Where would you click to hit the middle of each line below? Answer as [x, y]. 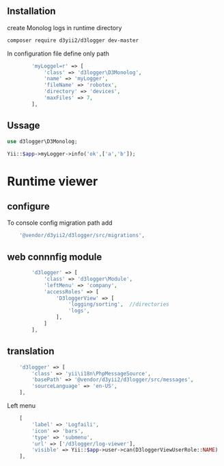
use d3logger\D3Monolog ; [42, 141]
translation [31, 351]
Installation [31, 11]
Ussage [24, 126]
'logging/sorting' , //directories [118, 304]
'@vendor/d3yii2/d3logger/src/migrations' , [82, 236]
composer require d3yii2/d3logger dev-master [73, 40]
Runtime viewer [53, 181]
